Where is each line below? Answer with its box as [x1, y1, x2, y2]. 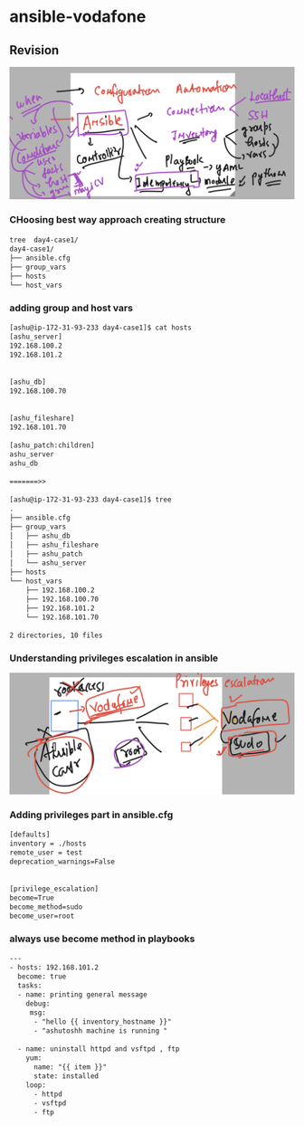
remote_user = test [9, 848, 83, 857]
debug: [25, 999, 51, 1008]
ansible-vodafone [9, 6, 147, 27]
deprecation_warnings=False [9, 857, 116, 866]
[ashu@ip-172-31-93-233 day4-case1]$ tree [9, 495, 172, 504]
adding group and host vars [9, 301, 134, 314]
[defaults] [9, 830, 51, 839]
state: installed [33, 1072, 100, 1081]
